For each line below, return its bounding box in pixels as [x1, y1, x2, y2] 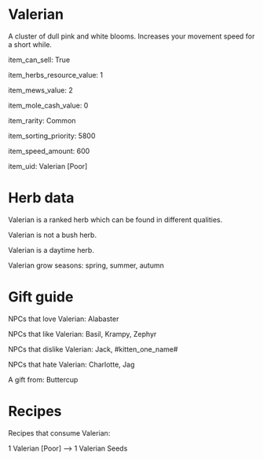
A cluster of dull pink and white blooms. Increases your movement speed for [8, 31, 255, 41]
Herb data [8, 189, 75, 207]
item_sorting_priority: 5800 [8, 131, 96, 141]
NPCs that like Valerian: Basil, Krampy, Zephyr [8, 329, 157, 338]
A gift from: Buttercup [8, 374, 79, 384]
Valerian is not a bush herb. [8, 230, 97, 239]
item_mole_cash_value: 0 [8, 100, 89, 110]
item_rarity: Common [8, 115, 76, 125]
